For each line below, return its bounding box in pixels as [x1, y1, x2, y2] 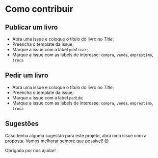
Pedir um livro [5, 71, 49, 80]
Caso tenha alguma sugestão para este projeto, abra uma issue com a [5, 132, 147, 138]
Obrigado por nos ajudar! [5, 147, 56, 153]
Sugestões [5, 120, 39, 128]
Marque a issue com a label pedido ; [12, 95, 84, 100]
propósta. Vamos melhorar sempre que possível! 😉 [5, 138, 109, 144]
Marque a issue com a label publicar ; [12, 47, 88, 52]
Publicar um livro [5, 23, 58, 32]
